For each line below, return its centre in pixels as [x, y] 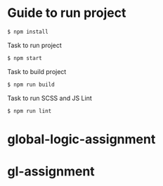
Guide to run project [67, 13]
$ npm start [25, 58]
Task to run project [34, 45]
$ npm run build [31, 85]
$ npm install [28, 32]
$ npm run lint [30, 111]
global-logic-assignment [81, 139]
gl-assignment [51, 171]
